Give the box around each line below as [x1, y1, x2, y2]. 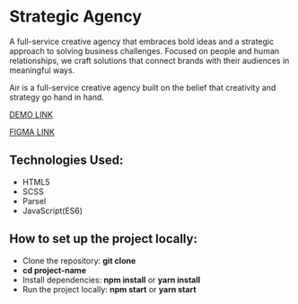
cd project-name [22, 264, 87, 275]
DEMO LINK [9, 109, 54, 120]
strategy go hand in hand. [9, 92, 105, 103]
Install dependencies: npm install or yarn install [22, 274, 201, 285]
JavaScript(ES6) [22, 205, 83, 216]
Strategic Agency [9, 6, 142, 27]
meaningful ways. [9, 65, 75, 76]
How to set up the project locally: [9, 231, 197, 246]
